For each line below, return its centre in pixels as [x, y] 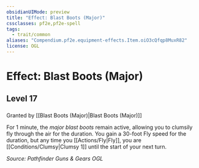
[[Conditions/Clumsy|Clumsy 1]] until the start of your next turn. [87, 147]
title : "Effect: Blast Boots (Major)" [56, 18]
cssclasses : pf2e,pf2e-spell [43, 23]
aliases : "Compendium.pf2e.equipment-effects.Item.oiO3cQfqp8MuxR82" [97, 40]
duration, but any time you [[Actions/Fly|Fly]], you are [74, 141]
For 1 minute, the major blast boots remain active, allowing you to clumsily [99, 127]
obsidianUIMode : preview [38, 12]
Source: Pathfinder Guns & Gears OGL [55, 159]
